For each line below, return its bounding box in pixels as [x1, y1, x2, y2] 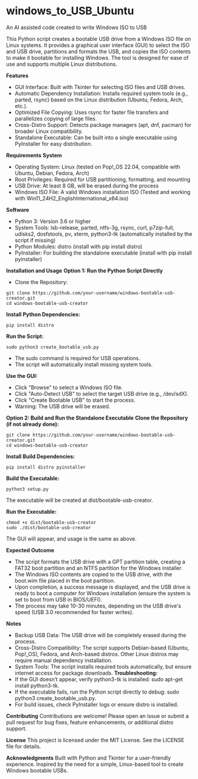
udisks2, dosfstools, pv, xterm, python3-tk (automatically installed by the [14, 230, 193, 237]
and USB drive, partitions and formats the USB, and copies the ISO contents [6, 47, 191, 55]
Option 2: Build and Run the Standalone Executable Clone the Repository [6, 414, 188, 421]
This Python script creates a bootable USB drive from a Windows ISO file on [6, 35, 191, 42]
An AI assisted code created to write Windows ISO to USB [6, 24, 147, 31]
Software [6, 206, 30, 213]
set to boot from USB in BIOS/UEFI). [14, 596, 102, 603]
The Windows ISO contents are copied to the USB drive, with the [14, 571, 173, 578]
